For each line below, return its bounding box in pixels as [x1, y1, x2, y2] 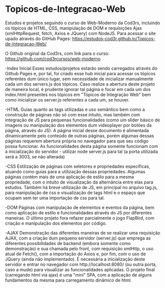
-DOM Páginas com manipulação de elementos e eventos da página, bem [5, 204, 155, 210]
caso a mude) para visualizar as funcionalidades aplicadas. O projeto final [5, 266, 155, 273]
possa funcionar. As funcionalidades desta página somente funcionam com [5, 143, 159, 149]
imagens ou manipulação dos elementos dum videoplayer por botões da [5, 122, 152, 128]
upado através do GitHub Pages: [5, 36, 71, 42]
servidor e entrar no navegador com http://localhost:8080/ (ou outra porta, [5, 261, 157, 267]
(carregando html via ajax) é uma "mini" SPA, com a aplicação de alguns [5, 272, 152, 278]
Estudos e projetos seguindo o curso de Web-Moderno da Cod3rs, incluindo [5, 20, 160, 26]
